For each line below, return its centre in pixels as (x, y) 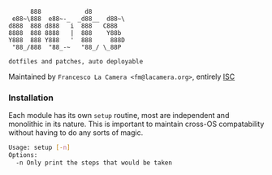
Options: (23, 155)
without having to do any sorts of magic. (76, 133)
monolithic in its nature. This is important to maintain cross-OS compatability (136, 124)
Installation (31, 98)
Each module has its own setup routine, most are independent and (119, 116)
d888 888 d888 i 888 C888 (63, 26)
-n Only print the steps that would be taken (94, 163)
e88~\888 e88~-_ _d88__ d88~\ (69, 19)
